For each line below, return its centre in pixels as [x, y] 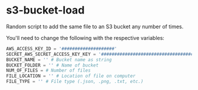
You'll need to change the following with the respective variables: [85, 38]
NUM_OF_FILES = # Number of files [49, 71]
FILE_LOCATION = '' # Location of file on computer [71, 76]
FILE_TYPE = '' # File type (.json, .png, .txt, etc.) [75, 82]
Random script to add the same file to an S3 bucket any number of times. [95, 26]
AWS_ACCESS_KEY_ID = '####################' [62, 49]
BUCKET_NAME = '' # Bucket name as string [59, 59]
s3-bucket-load [45, 10]
